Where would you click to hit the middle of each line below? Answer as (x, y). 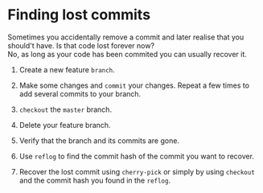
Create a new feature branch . (67, 69)
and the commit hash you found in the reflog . (95, 180)
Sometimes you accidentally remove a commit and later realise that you (126, 37)
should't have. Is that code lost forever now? (81, 45)
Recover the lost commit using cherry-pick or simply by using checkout (137, 171)
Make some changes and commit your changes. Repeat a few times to (134, 85)
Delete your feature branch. (65, 125)
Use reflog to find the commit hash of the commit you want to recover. (137, 156)
